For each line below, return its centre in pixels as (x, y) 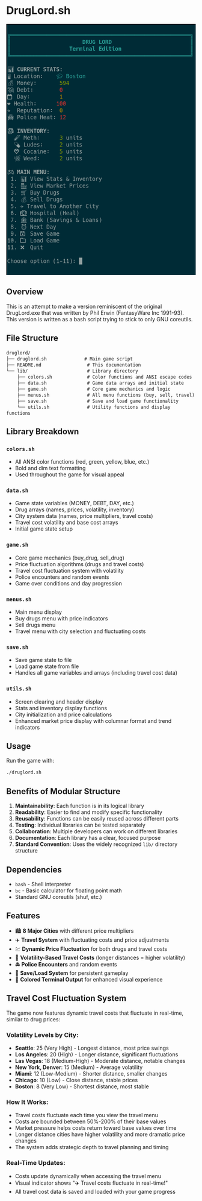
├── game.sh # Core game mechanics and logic (94, 389)
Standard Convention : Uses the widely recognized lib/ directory (96, 844)
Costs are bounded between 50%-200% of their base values (90, 1121)
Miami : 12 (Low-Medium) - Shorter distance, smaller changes (91, 1073)
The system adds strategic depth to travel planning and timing (92, 1147)
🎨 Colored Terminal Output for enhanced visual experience (89, 979)
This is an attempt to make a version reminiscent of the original (84, 306)
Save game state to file (43, 660)
